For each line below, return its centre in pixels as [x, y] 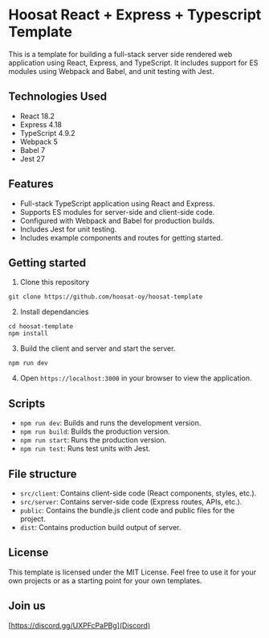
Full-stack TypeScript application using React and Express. [117, 204]
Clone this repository [55, 282]
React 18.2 [37, 116]
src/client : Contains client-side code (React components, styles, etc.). [138, 493]
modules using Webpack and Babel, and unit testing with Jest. [111, 71]
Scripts [27, 403]
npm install [28, 334]
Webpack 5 [39, 142]
